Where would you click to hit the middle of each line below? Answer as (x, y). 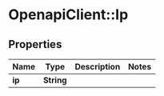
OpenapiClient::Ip (68, 15)
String (55, 80)
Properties (35, 44)
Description (98, 67)
